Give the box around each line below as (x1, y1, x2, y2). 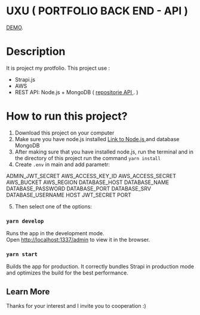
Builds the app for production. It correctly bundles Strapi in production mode (6, 263, 194, 270)
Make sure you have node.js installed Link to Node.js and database (14, 135, 180, 142)
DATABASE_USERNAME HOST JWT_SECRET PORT (6, 191, 131, 198)
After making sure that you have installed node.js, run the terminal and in (14, 148, 194, 155)
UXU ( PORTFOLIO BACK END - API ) (6, 4, 188, 18)
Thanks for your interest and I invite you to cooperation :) (6, 302, 146, 310)
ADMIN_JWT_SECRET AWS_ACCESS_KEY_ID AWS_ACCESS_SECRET (6, 172, 176, 179)
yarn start (6, 251, 38, 258)
